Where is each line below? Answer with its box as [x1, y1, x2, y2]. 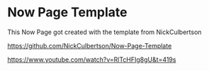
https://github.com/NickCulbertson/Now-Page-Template [7, 41, 172, 50]
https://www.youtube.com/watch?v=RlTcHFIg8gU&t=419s [7, 55, 176, 64]
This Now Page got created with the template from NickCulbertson [7, 28, 202, 36]
